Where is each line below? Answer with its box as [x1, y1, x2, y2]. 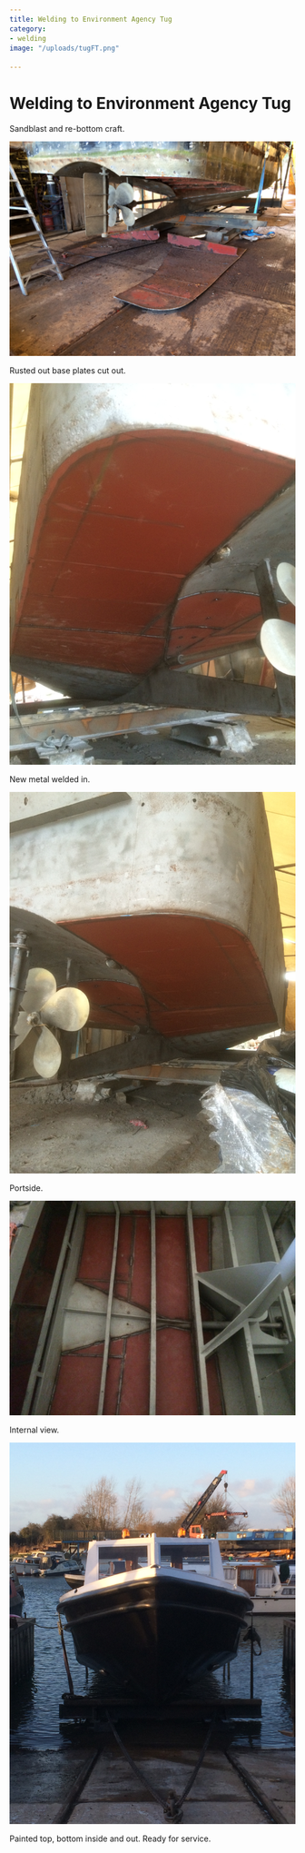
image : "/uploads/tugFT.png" [9, 44, 120, 53]
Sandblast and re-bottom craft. [9, 124, 125, 134]
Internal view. [9, 1424, 60, 1435]
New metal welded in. [9, 774, 91, 785]
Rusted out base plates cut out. [9, 365, 126, 376]
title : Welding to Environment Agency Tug [9, 15, 172, 24]
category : [9, 24, 47, 34]
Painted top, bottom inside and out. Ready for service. [9, 1833, 212, 1844]
